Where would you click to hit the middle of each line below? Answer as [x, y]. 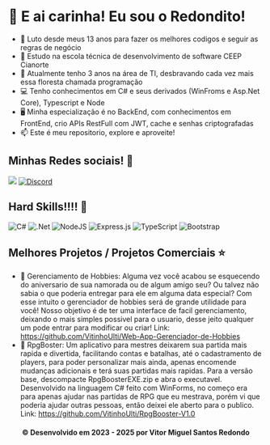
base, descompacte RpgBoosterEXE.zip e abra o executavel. [121, 379]
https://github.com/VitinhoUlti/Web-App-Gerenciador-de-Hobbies [130, 337]
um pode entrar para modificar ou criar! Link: [95, 328]
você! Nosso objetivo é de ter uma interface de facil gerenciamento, [133, 311]
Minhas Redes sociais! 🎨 [71, 161]
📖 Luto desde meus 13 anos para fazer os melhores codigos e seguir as [139, 39]
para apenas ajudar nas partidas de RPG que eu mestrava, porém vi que [140, 396]
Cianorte [35, 65]
